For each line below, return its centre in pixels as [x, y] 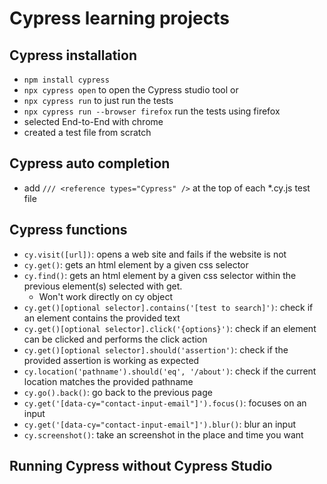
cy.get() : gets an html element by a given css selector [136, 264]
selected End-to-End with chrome [93, 121]
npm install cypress [66, 80]
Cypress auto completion [90, 163]
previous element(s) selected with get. [103, 286]
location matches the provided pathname [108, 381]
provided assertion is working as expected [111, 360]
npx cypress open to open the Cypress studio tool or [131, 90]
